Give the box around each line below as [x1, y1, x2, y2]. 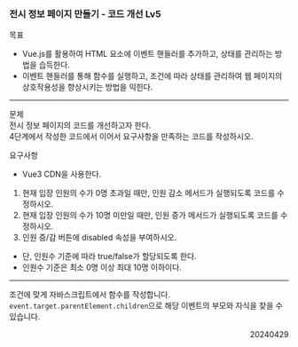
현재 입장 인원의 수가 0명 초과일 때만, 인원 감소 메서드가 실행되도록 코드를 [21, 188, 276, 199]
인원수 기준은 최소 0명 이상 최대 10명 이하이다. [21, 262, 182, 272]
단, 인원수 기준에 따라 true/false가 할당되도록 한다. [21, 251, 197, 262]
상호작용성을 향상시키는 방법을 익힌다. [21, 82, 153, 92]
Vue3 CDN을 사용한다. [21, 169, 102, 179]
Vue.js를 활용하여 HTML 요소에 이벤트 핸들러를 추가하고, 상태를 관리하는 [21, 49, 273, 59]
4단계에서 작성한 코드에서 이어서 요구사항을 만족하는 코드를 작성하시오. [9, 131, 254, 142]
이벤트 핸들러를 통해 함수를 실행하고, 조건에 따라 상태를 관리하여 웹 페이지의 [21, 71, 283, 82]
